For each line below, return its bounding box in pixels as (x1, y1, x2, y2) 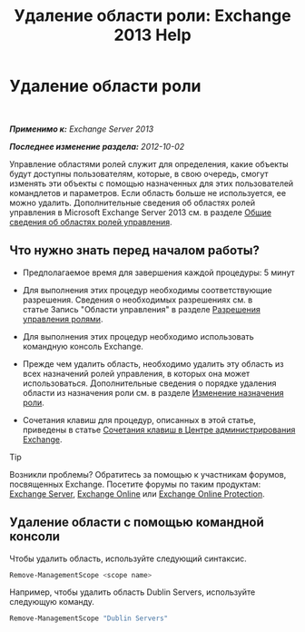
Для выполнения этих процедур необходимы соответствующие (22, 284, 272, 295)
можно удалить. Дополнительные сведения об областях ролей (9, 197, 256, 208)
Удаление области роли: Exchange (13, 5, 292, 26)
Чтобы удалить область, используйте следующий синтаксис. (9, 553, 247, 564)
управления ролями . (22, 313, 103, 324)
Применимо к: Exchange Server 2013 (9, 123, 154, 134)
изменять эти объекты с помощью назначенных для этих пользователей (9, 178, 294, 189)
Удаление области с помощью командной (9, 515, 265, 530)
